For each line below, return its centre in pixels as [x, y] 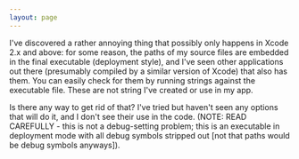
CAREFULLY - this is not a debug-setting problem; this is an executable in [145, 126]
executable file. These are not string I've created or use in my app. [131, 90]
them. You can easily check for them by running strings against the [133, 80]
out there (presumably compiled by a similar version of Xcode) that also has [149, 71]
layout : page [33, 17]
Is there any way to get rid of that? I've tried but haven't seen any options [144, 107]
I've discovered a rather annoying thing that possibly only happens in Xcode [149, 43]
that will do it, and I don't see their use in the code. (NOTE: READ [128, 116]
